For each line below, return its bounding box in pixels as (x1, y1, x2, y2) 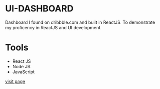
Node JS (12, 63, 31, 69)
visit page (5, 78, 25, 84)
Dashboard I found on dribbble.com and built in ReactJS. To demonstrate (5, 19, 156, 25)
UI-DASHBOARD (5, 3, 74, 14)
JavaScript (12, 69, 35, 75)
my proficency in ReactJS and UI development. (5, 24, 102, 30)
